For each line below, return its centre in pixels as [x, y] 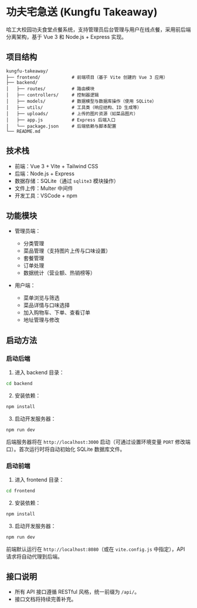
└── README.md [23, 131]
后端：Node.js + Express [45, 173]
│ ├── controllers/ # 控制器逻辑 [52, 95]
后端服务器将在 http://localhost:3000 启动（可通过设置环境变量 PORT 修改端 [98, 442]
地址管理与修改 [41, 320]
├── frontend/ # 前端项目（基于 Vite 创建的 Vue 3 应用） [87, 77]
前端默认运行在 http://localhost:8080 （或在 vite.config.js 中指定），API [96, 549]
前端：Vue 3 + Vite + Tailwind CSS [56, 166]
